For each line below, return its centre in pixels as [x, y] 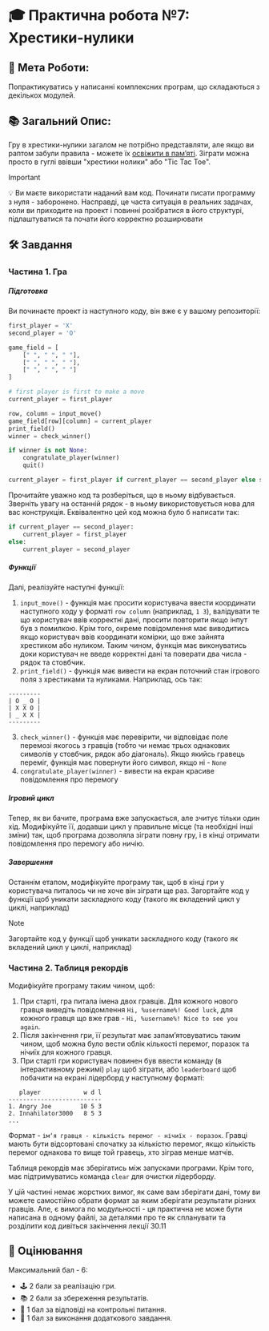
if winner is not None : [48, 450]
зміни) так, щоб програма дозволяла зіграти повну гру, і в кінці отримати [134, 835]
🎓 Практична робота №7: [99, 16]
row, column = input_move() [55, 413]
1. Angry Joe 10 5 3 [55, 1106]
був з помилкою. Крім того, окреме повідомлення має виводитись [134, 629]
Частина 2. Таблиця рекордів [68, 968]
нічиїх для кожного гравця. [66, 1052]
